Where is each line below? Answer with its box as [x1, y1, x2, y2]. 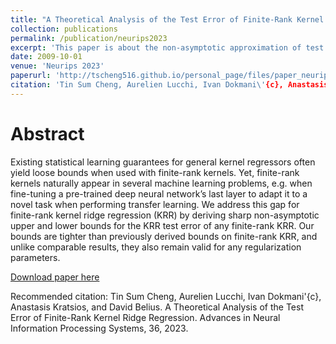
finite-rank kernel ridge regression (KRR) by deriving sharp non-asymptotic [10, 209, 320, 221]
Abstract [10, 122, 85, 145]
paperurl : [10, 71, 52, 81]
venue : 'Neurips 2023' [10, 61, 105, 71]
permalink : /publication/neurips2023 [10, 33, 168, 43]
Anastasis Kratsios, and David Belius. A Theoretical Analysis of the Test [10, 301, 304, 313]
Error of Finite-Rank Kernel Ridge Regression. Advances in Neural [10, 311, 281, 323]
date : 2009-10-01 [10, 52, 83, 62]
